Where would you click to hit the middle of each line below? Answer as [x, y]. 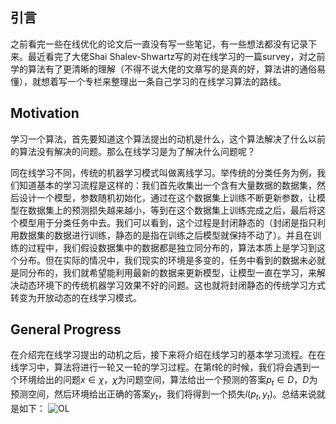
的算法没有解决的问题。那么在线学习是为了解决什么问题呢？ [133, 151]
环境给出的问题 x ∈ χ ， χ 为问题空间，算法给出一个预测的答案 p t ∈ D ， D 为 [168, 381]
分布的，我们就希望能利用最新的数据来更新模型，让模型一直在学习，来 [172, 272]
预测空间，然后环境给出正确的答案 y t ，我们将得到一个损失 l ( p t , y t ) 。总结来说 [163, 395]
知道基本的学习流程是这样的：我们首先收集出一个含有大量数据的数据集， [167, 185]
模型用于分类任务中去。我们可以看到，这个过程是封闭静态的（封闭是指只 [167, 222]
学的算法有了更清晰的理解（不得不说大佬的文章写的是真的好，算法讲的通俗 [163, 69]
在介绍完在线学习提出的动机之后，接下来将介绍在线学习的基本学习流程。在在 [168, 355]
